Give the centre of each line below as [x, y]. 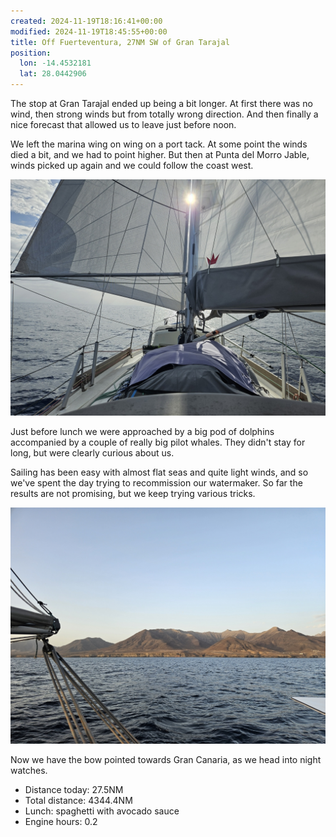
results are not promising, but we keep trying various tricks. [133, 493]
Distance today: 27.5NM [74, 789]
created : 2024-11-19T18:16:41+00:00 [86, 21]
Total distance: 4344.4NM [78, 800]
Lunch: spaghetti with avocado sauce [102, 811]
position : [31, 53]
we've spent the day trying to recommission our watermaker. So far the [156, 483]
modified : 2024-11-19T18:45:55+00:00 [89, 31]
